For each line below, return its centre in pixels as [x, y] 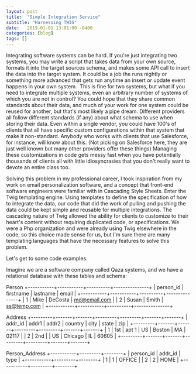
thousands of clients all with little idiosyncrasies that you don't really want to [98, 161]
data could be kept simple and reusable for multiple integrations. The [89, 210]
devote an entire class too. [38, 167]
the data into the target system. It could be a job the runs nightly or [87, 74]
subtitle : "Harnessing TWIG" [42, 22]
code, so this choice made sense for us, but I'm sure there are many [88, 234]
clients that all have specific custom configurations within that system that [95, 130]
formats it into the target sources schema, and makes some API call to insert [98, 68]
